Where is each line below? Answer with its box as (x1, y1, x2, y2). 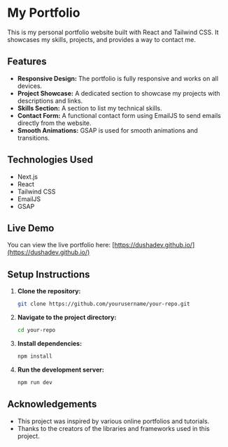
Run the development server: (17, 365, 105, 374)
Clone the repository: (17, 287, 81, 295)
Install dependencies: (17, 339, 83, 347)
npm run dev (17, 379, 52, 386)
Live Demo (7, 222, 55, 234)
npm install (17, 353, 52, 360)
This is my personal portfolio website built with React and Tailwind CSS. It (7, 28, 219, 36)
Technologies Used (7, 154, 93, 166)
